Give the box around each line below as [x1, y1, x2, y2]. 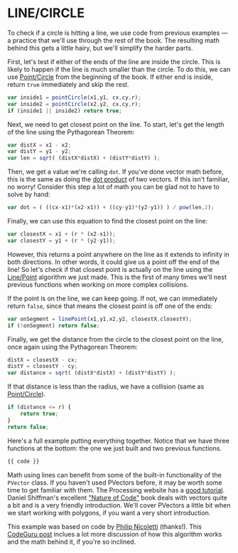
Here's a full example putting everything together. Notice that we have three [7, 436, 229, 445]
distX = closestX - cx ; [7, 356, 78, 364]
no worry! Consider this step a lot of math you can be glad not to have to [7, 183, 220, 191]
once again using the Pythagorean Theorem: [7, 342, 138, 351]
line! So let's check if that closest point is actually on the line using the [7, 265, 213, 273]
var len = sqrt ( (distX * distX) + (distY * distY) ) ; [7, 154, 161, 162]
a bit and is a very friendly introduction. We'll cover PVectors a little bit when [7, 500, 231, 510]
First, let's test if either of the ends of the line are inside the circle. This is [7, 57, 221, 65]
